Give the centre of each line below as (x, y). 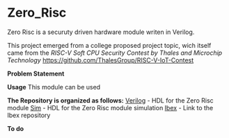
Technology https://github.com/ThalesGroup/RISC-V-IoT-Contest (101, 60)
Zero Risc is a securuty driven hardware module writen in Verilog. (101, 32)
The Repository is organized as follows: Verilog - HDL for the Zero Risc (110, 100)
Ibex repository (29, 115)
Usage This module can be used (54, 87)
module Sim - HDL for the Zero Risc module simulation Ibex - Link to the (110, 107)
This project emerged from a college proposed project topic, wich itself (109, 45)
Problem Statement (36, 74)
